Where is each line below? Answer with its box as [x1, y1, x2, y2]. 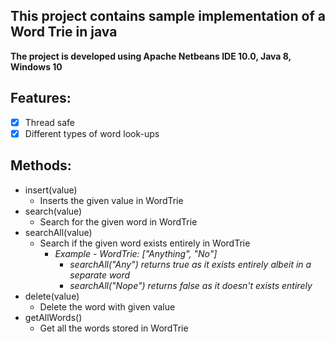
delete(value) [24, 290, 80, 302]
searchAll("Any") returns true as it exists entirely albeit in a [69, 258, 312, 270]
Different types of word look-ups [24, 127, 160, 139]
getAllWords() [24, 311, 83, 323]
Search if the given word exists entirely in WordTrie [39, 237, 251, 249]
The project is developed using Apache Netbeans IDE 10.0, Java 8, [10, 50, 292, 62]
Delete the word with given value [39, 300, 176, 313]
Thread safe [24, 116, 75, 128]
